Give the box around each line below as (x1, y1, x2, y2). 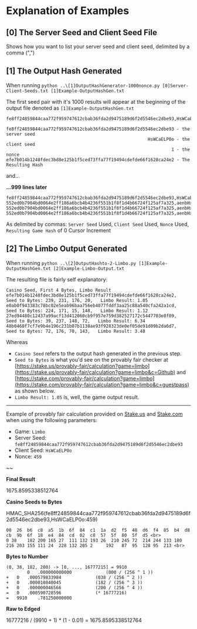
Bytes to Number (6, 553, 49, 560)
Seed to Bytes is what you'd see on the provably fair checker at (14, 356, 168, 363)
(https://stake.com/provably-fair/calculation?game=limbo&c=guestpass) (14, 381, 189, 388)
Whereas (6, 338, 28, 345)
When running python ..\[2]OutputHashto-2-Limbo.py (6, 259, 137, 266)
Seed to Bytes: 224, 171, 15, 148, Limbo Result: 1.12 (6, 308, 148, 314)
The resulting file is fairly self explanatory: (6, 276, 108, 283)
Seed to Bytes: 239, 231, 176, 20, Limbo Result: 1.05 (6, 297, 148, 303)
